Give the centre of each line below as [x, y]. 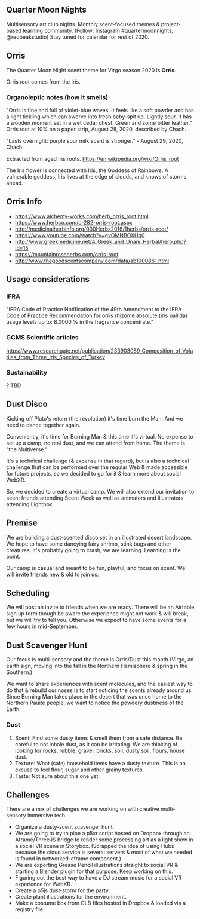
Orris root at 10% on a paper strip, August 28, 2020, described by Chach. [96, 129]
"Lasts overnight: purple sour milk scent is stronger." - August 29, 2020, [95, 140]
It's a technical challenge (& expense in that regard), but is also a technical [98, 461]
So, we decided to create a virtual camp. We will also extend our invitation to [100, 491]
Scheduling [28, 593]
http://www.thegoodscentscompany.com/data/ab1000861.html [92, 261]
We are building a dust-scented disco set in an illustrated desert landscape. [99, 537]
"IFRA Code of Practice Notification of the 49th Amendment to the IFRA [94, 310]
